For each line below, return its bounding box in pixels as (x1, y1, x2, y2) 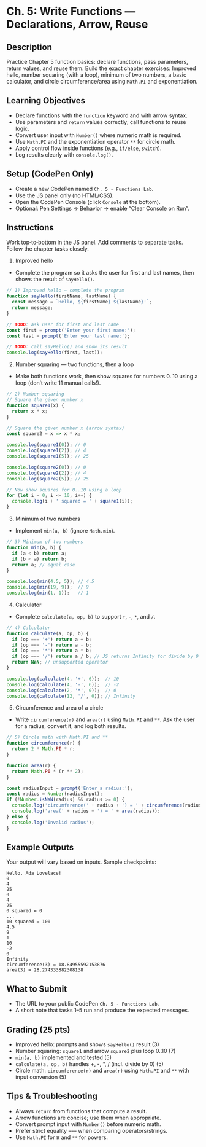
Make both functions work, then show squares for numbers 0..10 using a (15, 373, 198, 380)
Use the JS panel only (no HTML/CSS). (15, 192, 114, 199)
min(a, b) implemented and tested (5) (15, 1054, 112, 1061)
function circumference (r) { (6, 740, 81, 746)
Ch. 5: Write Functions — (6, 4, 136, 18)
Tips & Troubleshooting (6, 1091, 98, 1102)
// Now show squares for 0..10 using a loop (6, 487, 122, 493)
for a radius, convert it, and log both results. (15, 722, 126, 730)
